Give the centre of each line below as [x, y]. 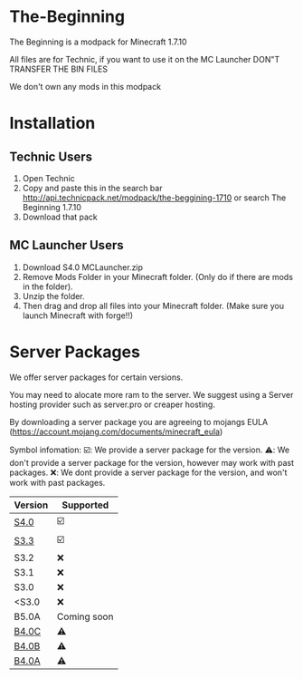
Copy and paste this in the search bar [92, 188]
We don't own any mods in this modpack [85, 86]
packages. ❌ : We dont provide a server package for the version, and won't [148, 472]
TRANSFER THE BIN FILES [59, 69]
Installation [52, 123]
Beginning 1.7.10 [52, 207]
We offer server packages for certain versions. [96, 377]
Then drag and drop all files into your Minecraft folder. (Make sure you [153, 306]
